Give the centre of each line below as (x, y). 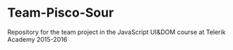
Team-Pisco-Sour (61, 13)
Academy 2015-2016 (37, 39)
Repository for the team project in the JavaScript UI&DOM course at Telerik (116, 32)
